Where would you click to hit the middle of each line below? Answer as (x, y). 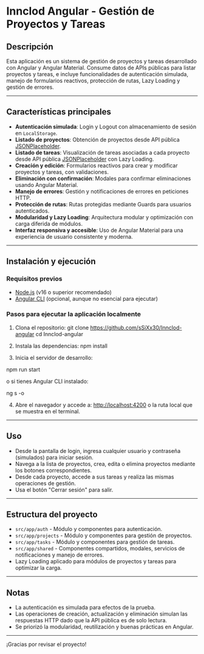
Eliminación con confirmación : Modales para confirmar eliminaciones (103, 178)
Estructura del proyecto (52, 515)
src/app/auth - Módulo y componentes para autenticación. (89, 529)
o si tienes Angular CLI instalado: (47, 381)
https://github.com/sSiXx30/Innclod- (136, 328)
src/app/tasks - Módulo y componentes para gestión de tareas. (95, 542)
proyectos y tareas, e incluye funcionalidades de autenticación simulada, (97, 74)
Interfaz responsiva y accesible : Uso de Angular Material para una (99, 230)
